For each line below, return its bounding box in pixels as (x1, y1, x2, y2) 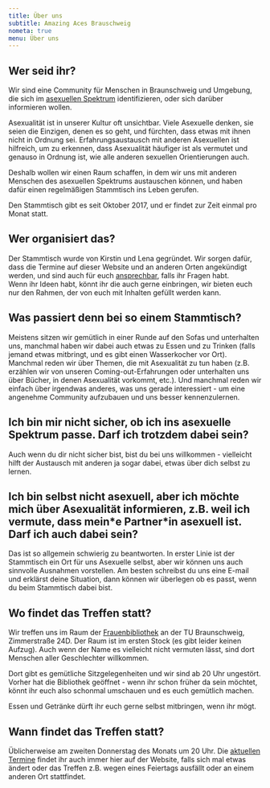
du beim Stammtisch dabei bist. (8, 583, 113, 593)
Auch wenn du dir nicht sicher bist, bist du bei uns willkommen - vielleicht (8, 449, 252, 459)
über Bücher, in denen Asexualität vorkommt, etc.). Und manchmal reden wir (8, 375, 262, 384)
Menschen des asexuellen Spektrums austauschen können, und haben (8, 176, 243, 186)
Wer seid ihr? (8, 64, 76, 77)
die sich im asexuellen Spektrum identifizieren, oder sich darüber (8, 94, 223, 104)
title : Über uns (8, 11, 63, 20)
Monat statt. (8, 209, 48, 219)
